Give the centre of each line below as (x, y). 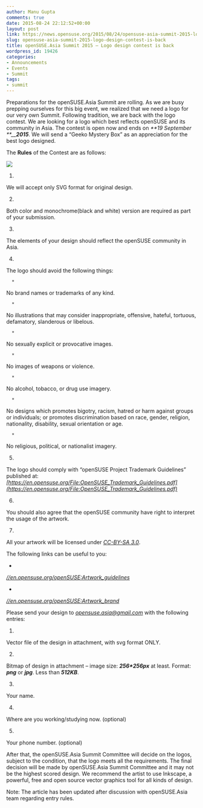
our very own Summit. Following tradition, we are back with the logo (91, 115)
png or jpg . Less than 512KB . (43, 672)
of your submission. (31, 217)
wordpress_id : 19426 (32, 51)
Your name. (21, 696)
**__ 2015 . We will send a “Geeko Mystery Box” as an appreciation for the (97, 134)
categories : (21, 57)
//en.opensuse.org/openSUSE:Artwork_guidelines (68, 577)
